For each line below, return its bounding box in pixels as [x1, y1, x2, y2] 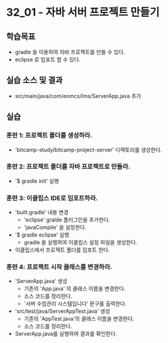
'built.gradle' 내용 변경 [14, 209, 69, 216]
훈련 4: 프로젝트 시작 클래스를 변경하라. [6, 263, 113, 271]
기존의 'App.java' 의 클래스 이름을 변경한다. [23, 285, 126, 292]
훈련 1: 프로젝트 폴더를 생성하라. [6, 131, 93, 140]
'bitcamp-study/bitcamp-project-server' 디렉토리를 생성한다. [14, 146, 162, 153]
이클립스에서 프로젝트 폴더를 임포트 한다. [14, 246, 110, 253]
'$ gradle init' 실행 [14, 177, 59, 184]
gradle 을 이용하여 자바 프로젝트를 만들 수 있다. [14, 49, 125, 55]
